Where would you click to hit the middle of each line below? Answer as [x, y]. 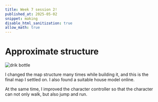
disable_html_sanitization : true [39, 23]
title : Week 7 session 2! [31, 9]
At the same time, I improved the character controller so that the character [79, 89]
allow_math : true [23, 28]
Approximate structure [52, 52]
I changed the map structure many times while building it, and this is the [77, 75]
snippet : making [21, 18]
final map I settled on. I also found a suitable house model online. [70, 80]
